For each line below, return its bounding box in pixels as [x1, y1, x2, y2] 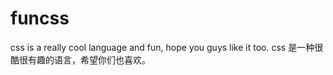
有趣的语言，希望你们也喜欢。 [27, 53, 151, 66]
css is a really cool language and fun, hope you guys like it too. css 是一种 [10, 41, 315, 53]
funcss [10, 7, 70, 30]
